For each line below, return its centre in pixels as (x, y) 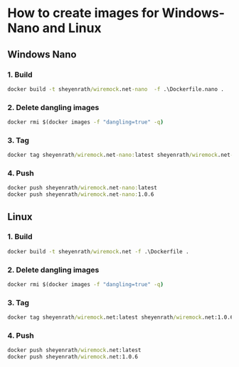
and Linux (72, 28)
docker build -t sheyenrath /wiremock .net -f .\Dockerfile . (99, 251)
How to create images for (83, 13)
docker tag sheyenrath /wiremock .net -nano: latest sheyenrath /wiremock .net (119, 155)
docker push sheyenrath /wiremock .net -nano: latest (83, 188)
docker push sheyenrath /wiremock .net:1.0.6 (73, 357)
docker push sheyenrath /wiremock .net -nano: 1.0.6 (81, 195)
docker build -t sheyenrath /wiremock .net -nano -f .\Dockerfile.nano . (116, 89)
